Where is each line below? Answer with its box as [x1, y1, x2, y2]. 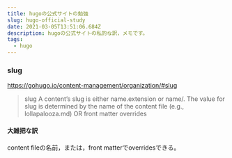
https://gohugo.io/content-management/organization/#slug [7, 81, 178, 90]
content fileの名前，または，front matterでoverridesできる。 [7, 143, 180, 152]
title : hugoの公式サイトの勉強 [7, 10, 88, 17]
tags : [7, 36, 23, 43]
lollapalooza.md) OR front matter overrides [24, 109, 148, 118]
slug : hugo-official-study [7, 17, 86, 24]
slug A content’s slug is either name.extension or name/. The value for [24, 95, 225, 103]
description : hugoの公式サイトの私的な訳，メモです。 [7, 29, 148, 37]
